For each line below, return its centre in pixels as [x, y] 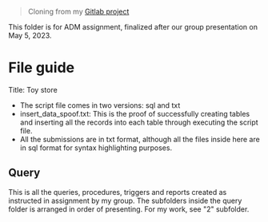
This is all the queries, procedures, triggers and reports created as [118, 192]
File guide [41, 68]
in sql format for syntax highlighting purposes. [96, 148]
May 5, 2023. [30, 36]
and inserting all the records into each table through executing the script [139, 122]
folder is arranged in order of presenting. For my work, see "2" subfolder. [129, 209]
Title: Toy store [33, 89]
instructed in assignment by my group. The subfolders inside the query [125, 200]
